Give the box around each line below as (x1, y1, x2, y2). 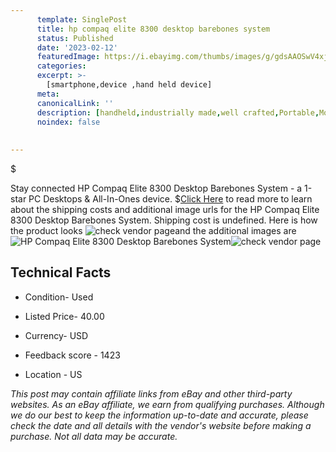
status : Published (36, 33, 114, 43)
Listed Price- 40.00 (24, 310, 105, 322)
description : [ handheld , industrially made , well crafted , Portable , (36, 107, 320, 118)
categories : (36, 61, 87, 71)
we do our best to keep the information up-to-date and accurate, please (10, 409, 309, 421)
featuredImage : (36, 52, 101, 62)
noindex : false (36, 117, 101, 127)
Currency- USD (24, 329, 89, 341)
